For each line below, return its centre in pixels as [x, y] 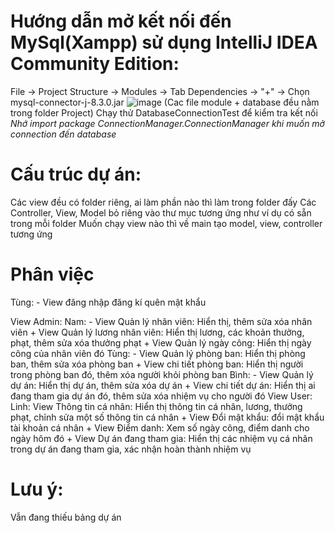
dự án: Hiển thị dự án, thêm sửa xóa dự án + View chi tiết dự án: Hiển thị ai [163, 385]
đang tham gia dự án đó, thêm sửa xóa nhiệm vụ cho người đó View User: [161, 396]
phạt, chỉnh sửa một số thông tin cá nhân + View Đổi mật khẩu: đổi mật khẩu [167, 417]
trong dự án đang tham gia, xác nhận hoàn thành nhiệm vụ [131, 449]
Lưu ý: [37, 489]
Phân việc [52, 274]
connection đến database [63, 134]
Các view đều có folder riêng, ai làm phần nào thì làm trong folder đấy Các [163, 202]
